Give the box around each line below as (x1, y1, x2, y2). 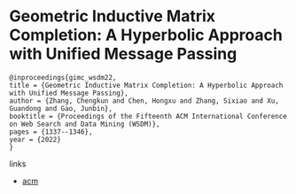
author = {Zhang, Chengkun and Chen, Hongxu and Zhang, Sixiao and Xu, (9, 96, 279, 105)
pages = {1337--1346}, (9, 127, 93, 136)
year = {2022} (9, 135, 62, 144)
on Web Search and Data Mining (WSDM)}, (9, 120, 161, 128)
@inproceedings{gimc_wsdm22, (9, 73, 117, 81)
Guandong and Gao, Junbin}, (9, 104, 113, 113)
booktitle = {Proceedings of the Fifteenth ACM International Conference (9, 112, 288, 120)
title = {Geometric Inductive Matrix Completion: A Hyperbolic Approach (9, 81, 284, 89)
